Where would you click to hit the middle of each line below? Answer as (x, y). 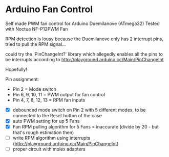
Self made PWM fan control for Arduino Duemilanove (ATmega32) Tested (82, 23)
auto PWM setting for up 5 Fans (46, 121)
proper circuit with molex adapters (49, 149)
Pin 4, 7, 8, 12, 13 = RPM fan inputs (49, 100)
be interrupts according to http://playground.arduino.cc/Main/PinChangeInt (84, 59)
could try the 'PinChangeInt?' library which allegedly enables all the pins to (84, 54)
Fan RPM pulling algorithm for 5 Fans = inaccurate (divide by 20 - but (86, 127)
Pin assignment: (22, 79)
